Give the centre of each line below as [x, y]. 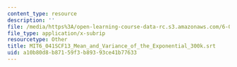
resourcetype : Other [38, 40]
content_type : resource [42, 14]
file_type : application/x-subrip [56, 33]
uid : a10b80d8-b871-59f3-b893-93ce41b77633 [72, 53]
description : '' [31, 20]
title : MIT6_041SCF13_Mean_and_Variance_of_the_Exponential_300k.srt [112, 46]
